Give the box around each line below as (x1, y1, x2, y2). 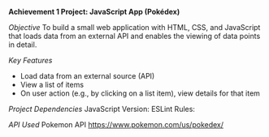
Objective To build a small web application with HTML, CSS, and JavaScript (8, 23, 261, 32)
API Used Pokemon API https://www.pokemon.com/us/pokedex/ (8, 120, 224, 129)
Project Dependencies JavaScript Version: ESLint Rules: (8, 105, 195, 113)
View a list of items (20, 80, 84, 89)
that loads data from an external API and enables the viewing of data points (8, 32, 261, 41)
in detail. (8, 40, 37, 49)
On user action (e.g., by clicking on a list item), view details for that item (20, 88, 260, 98)
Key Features (8, 56, 53, 65)
